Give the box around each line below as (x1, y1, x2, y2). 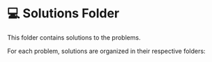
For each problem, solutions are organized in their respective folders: (7, 47, 206, 55)
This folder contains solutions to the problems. (7, 33, 141, 42)
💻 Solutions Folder (7, 6, 120, 22)
